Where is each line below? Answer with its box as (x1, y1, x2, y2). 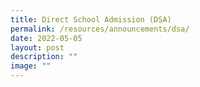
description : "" (10, 52, 78, 62)
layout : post (10, 42, 65, 53)
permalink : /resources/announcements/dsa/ (10, 24, 190, 34)
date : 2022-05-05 (10, 33, 83, 43)
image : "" (10, 61, 52, 71)
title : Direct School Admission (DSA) (10, 14, 172, 25)
